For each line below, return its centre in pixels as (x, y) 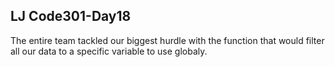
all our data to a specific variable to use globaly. (109, 51)
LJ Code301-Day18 (71, 16)
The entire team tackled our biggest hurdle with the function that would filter (167, 40)
